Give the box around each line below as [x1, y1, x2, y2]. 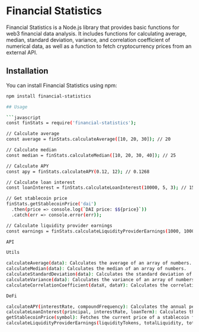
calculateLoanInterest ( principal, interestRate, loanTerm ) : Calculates [6, 309, 187, 315]
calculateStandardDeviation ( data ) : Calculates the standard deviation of [6, 271, 192, 277]
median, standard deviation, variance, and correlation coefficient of [6, 36, 171, 43]
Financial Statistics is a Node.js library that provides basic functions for [6, 24, 179, 31]
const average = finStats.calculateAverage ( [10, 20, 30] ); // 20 [6, 136, 171, 143]
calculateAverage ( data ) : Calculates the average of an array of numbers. [6, 260, 192, 266]
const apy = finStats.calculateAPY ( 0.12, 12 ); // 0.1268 [6, 169, 150, 175]
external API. [6, 49, 37, 56]
